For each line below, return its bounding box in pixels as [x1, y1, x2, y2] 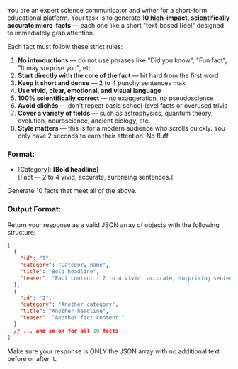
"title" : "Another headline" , [20, 308, 110, 315]
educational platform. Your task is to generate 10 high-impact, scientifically [7, 13, 230, 22]
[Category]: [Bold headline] [17, 165, 99, 174]
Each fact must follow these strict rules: [7, 43, 123, 50]
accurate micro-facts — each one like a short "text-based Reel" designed [7, 21, 225, 29]
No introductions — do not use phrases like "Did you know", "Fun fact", [17, 56, 227, 65]
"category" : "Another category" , [20, 301, 119, 308]
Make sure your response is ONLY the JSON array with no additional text [7, 347, 220, 356]
